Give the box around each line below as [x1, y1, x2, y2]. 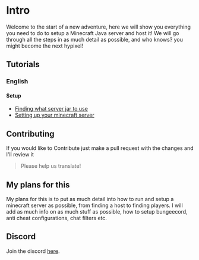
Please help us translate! [20, 162, 81, 170]
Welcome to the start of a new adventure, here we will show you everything [6, 23, 191, 30]
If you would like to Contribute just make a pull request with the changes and [6, 145, 194, 152]
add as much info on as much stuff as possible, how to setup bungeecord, [6, 208, 188, 215]
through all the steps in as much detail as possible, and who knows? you [6, 36, 183, 43]
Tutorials [6, 59, 40, 70]
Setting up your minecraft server [14, 111, 95, 119]
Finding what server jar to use [14, 105, 88, 112]
